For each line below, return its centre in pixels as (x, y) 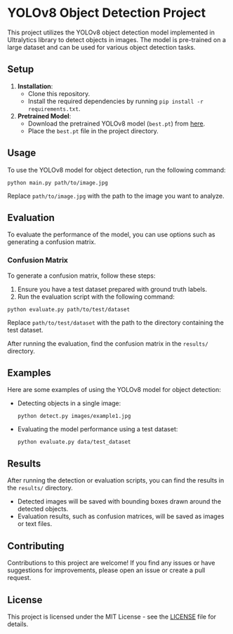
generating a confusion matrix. (52, 242)
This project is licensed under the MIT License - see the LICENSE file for (112, 616)
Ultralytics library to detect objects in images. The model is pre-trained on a (117, 39)
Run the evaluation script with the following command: (96, 297)
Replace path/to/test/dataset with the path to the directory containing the (116, 322)
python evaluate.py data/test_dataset (74, 442)
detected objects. (43, 509)
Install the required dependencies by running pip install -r (115, 101)
